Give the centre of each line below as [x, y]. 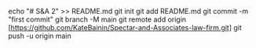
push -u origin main [40, 36]
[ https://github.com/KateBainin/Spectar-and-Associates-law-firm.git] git [125, 27]
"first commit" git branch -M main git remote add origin [97, 19]
